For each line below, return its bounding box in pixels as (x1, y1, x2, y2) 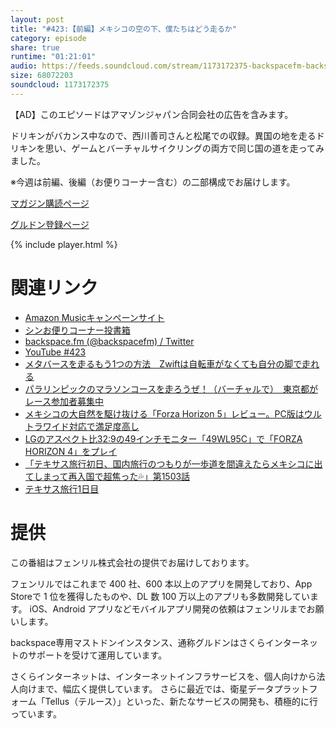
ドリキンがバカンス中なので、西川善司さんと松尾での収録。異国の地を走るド (10, 129, 325, 141)
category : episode (10, 33, 87, 43)
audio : (10, 61, 38, 71)
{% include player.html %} (10, 238, 118, 250)
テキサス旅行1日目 (24, 482, 100, 495)
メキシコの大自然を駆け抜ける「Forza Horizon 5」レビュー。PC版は (24, 407, 305, 420)
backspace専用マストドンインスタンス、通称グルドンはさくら (10, 636, 266, 648)
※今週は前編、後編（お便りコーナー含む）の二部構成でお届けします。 (10, 176, 296, 188)
